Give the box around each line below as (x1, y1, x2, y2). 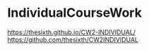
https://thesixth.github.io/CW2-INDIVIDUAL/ (7, 28, 136, 36)
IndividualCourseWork (7, 5, 143, 21)
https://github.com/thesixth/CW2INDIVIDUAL (7, 35, 139, 43)
